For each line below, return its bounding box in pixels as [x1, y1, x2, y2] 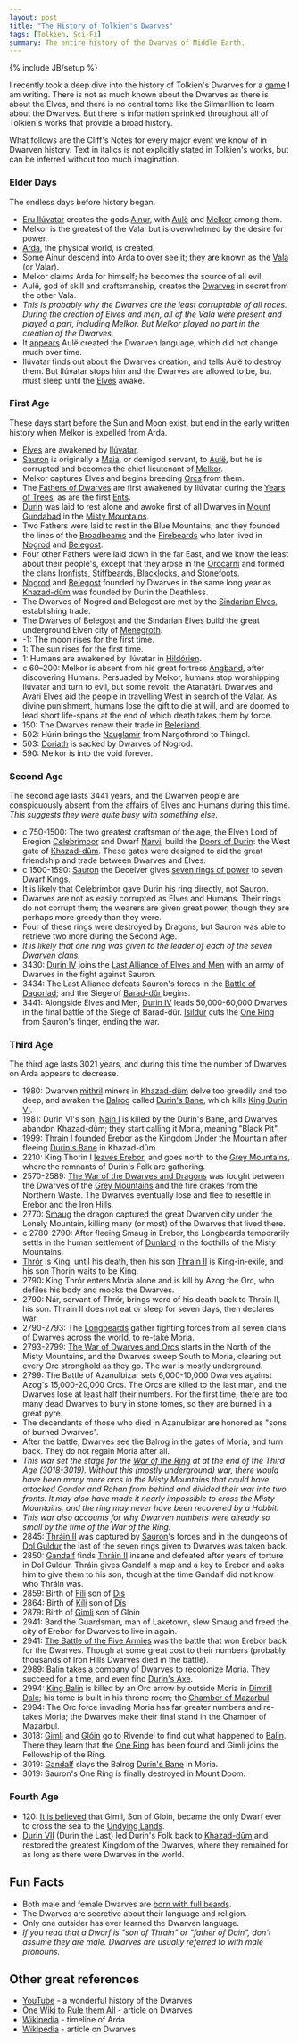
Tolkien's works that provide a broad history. [9, 118, 173, 129]
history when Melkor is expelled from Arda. [9, 427, 168, 437]
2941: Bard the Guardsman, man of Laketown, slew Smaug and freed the [21, 1616, 290, 1627]
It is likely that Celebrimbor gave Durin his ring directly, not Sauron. [21, 884, 269, 894]
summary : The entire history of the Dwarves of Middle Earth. [9, 37, 245, 47]
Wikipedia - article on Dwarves [21, 2023, 137, 2035]
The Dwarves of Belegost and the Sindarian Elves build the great [21, 615, 261, 626]
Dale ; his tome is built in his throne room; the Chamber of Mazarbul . [21, 1692, 272, 1703]
